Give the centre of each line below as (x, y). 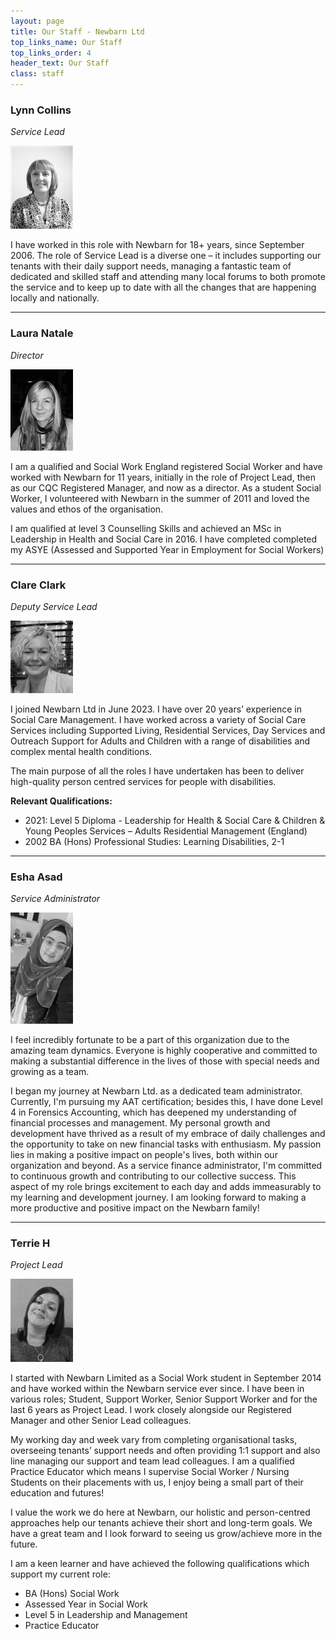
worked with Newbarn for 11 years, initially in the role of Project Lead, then (163, 477)
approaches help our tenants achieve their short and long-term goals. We (161, 1523)
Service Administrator (55, 899)
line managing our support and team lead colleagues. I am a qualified (152, 1461)
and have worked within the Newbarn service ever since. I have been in (157, 1389)
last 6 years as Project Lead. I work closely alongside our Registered (151, 1410)
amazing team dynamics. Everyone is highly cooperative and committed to (164, 1051)
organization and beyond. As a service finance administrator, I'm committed (166, 1166)
